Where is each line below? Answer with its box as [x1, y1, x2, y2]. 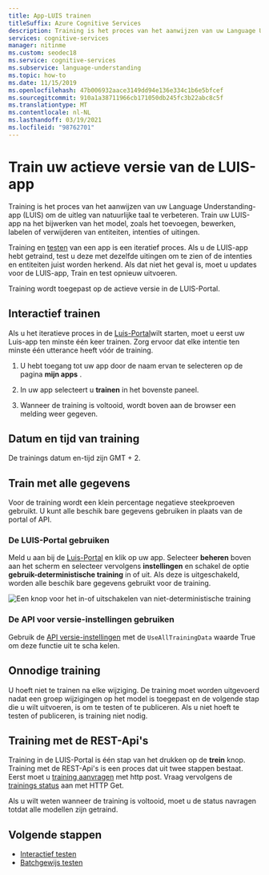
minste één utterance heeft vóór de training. [8, 345, 154, 355]
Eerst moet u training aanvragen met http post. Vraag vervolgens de [8, 772, 233, 782]
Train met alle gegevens [8, 476, 130, 490]
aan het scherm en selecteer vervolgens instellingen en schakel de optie [8, 562, 250, 571]
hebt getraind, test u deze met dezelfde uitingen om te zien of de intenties [8, 251, 252, 260]
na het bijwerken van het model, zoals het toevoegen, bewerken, [22, 218, 236, 228]
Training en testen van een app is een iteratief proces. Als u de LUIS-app [8, 242, 248, 252]
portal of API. [8, 514, 52, 525]
